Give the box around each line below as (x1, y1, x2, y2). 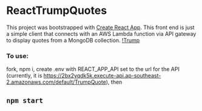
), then (106, 78, 123, 86)
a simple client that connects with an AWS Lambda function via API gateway (6, 30, 197, 37)
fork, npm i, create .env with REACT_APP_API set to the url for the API (6, 66, 180, 73)
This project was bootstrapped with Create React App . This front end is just (6, 24, 195, 31)
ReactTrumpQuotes (6, 4, 107, 18)
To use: (6, 52, 29, 60)
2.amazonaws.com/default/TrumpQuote (6, 78, 106, 86)
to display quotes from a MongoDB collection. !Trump (6, 36, 140, 44)
